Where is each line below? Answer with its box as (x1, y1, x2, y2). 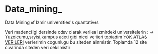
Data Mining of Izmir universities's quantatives (5, 19, 99, 25)
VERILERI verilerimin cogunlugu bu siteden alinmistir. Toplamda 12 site (5, 39, 147, 45)
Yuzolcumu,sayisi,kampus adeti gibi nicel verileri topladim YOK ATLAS (5, 34, 147, 40)
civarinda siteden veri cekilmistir (5, 44, 71, 50)
